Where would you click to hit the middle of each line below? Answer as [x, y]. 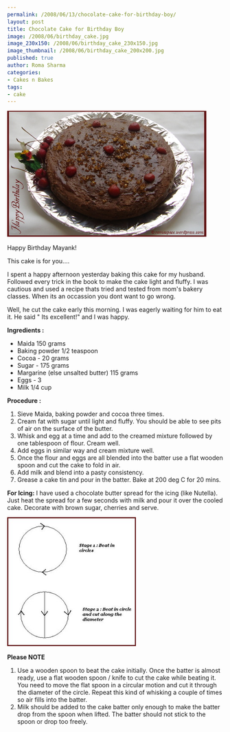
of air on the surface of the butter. [65, 429]
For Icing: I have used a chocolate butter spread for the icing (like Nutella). [113, 493]
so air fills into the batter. [52, 700]
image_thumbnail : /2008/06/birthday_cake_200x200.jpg [86, 51]
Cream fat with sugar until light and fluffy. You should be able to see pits [119, 421]
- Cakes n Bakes [30, 80]
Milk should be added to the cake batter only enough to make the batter [118, 707]
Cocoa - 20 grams [43, 358]
